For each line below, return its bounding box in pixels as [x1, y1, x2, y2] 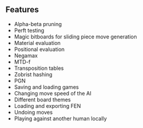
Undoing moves [14, 108, 53, 116]
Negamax [14, 52, 38, 59]
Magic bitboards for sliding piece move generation [14, 33, 137, 40]
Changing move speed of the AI [14, 89, 92, 97]
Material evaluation [14, 39, 61, 46]
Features [5, 5, 39, 15]
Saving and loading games [14, 83, 79, 91]
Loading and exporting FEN [14, 102, 81, 109]
